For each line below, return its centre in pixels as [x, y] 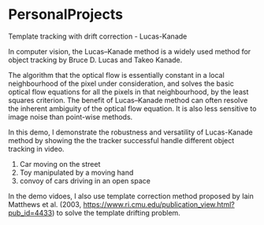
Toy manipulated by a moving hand [76, 172]
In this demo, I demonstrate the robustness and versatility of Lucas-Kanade [131, 132]
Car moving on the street [60, 164]
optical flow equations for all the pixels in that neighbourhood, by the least [128, 91]
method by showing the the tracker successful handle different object [121, 140]
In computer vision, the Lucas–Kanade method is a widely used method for [130, 51]
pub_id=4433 [30, 212]
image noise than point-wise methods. [71, 116]
